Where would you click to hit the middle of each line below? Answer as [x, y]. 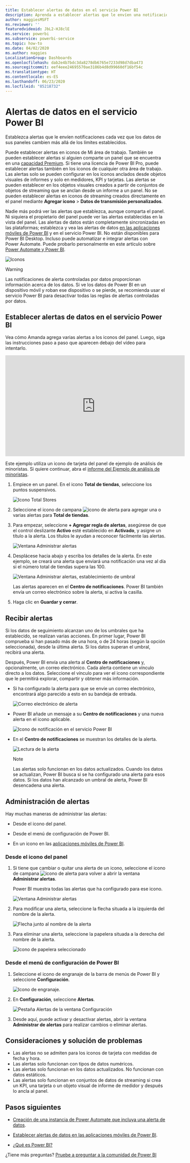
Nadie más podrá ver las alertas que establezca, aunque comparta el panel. [85, 211]
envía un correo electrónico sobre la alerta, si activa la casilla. [78, 592]
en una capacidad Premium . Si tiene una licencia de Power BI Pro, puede [82, 163]
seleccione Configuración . [41, 979]
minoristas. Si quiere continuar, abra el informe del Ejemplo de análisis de [83, 469]
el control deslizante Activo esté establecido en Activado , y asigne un [87, 531]
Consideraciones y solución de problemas [74, 1041]
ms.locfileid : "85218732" [33, 86]
